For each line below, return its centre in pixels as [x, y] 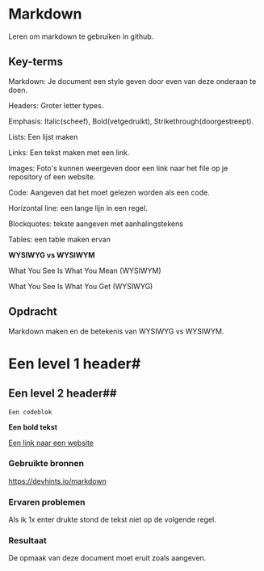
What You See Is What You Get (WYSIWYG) [81, 286]
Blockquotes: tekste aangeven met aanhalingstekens [96, 224]
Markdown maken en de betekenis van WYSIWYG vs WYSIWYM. [116, 331]
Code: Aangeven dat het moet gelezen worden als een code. [109, 192]
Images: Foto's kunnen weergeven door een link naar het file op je [118, 168]
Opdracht [33, 312]
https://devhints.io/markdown [57, 481]
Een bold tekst [33, 427]
